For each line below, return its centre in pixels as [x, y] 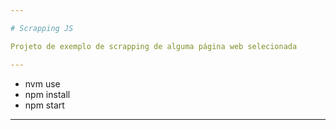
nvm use [42, 83]
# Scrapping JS [42, 28]
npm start [44, 105]
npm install [47, 94]
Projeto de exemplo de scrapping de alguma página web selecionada [154, 46]
